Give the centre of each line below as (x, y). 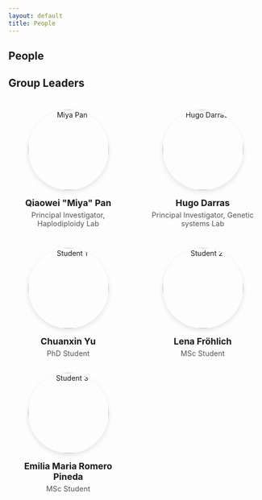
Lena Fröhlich (202, 341)
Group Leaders (46, 83)
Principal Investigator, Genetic (203, 215)
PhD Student (69, 353)
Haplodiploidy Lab (68, 224)
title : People (32, 23)
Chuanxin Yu (68, 341)
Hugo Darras (203, 203)
